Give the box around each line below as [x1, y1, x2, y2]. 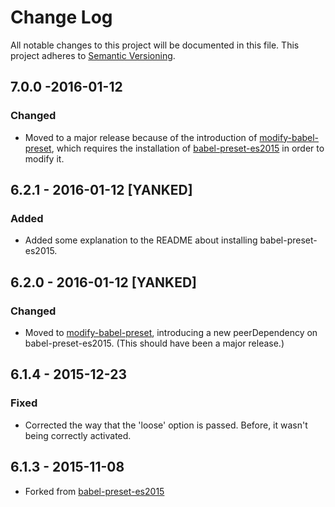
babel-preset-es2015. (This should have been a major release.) [24, 337, 285, 349]
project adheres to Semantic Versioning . [10, 49, 176, 61]
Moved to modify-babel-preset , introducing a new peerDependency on [24, 327, 318, 338]
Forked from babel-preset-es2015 [24, 485, 165, 497]
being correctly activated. [24, 429, 132, 441]
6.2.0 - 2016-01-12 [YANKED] [10, 274, 198, 291]
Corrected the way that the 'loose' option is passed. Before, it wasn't [24, 419, 308, 431]
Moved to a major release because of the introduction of [24, 131, 258, 143]
